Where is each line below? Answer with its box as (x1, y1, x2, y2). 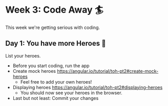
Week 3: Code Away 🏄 (5, 4, 103, 16)
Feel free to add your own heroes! (20, 78, 92, 85)
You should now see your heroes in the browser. (20, 90, 122, 96)
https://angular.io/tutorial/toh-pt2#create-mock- (57, 68, 159, 74)
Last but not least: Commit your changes (12, 95, 99, 101)
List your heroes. (5, 52, 41, 59)
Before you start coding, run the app (12, 62, 90, 69)
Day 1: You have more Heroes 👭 (5, 39, 106, 48)
